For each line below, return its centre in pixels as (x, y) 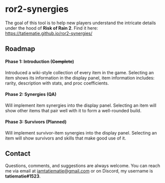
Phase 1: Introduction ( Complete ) (40, 61)
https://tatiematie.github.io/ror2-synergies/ (49, 33)
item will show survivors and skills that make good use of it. (66, 138)
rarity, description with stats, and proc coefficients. (57, 83)
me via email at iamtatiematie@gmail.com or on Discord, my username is (79, 171)
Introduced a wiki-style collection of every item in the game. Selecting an (80, 72)
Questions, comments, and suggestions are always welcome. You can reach (83, 165)
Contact (18, 154)
